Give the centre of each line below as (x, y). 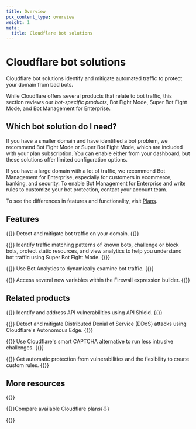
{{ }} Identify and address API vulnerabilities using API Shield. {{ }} (84, 312)
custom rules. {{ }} (28, 365)
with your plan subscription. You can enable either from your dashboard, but (98, 153)
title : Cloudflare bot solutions (52, 33)
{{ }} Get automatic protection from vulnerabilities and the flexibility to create (98, 359)
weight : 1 (18, 22)
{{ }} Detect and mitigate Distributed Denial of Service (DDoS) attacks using (96, 324)
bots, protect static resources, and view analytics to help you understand (94, 251)
